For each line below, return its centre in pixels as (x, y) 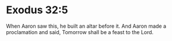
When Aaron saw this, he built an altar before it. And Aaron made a (86, 26)
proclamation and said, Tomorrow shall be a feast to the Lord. (80, 32)
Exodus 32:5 (37, 10)
